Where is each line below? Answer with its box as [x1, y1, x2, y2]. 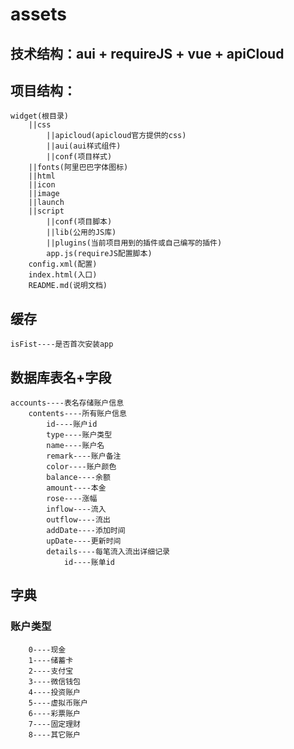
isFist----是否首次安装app [10, 339, 114, 350]
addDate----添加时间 [46, 526, 126, 536]
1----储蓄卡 [28, 655, 74, 665]
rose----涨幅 [46, 494, 98, 504]
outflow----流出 [46, 515, 111, 525]
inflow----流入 [46, 504, 107, 515]
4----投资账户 [28, 687, 81, 697]
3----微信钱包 [28, 676, 81, 687]
